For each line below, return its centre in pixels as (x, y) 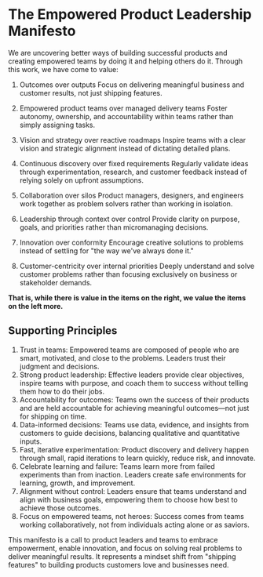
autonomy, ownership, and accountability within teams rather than (126, 116)
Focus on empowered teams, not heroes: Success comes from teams (132, 516)
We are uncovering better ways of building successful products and (118, 53)
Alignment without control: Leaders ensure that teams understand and (133, 491)
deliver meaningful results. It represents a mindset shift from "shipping (122, 556)
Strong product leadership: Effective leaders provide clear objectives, (132, 375)
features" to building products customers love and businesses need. (119, 564)
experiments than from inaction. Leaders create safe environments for (133, 474)
